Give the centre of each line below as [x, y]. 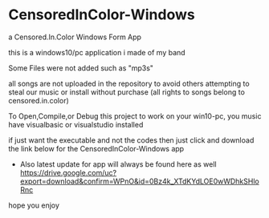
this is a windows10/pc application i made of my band [97, 52]
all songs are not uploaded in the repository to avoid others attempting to [129, 83]
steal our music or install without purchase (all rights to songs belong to [126, 92]
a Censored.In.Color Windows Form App [75, 37]
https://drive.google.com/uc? [68, 172]
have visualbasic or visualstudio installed [76, 124]
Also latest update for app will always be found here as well [118, 164]
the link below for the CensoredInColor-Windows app [96, 148]
